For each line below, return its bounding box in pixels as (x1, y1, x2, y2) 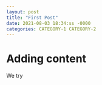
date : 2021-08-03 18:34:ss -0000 (6, 20, 91, 26)
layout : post (6, 8, 39, 15)
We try (6, 72, 23, 80)
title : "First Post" (6, 15, 59, 21)
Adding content (6, 52, 87, 66)
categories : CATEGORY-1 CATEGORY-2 (6, 25, 97, 32)
